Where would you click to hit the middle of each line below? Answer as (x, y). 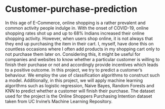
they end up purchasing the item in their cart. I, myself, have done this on (80, 43)
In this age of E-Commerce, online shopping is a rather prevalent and (75, 23)
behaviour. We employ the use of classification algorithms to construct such (82, 75)
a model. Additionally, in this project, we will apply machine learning (74, 80)
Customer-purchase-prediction (71, 9)
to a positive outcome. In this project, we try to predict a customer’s (74, 70)
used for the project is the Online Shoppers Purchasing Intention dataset (79, 96)
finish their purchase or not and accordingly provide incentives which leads (82, 65)
